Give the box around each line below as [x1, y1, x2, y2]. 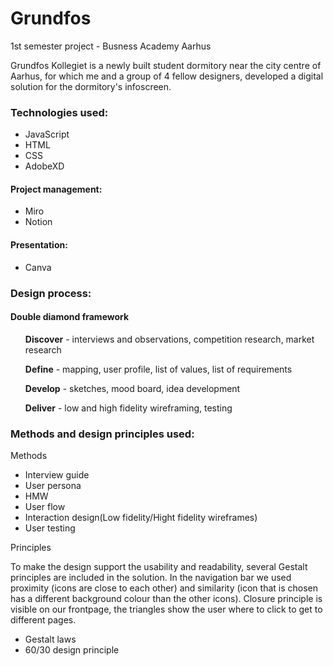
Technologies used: [10, 105, 109, 119]
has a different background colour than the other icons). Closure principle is [10, 593, 323, 605]
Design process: [10, 286, 92, 300]
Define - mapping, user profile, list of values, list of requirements [24, 363, 293, 375]
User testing [24, 522, 76, 534]
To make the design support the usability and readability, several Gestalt [10, 561, 308, 573]
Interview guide [24, 469, 90, 481]
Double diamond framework [10, 311, 130, 323]
